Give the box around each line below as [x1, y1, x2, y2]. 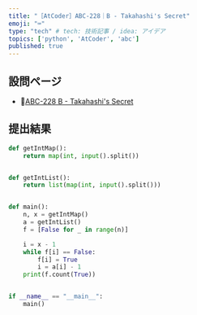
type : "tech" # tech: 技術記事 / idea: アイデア [8, 27, 166, 35]
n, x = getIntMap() [23, 211, 89, 219]
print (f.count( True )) [23, 270, 96, 279]
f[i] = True [37, 256, 79, 264]
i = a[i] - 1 [37, 263, 82, 271]
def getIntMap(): [8, 144, 67, 152]
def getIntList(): [8, 173, 71, 182]
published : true [8, 42, 63, 50]
